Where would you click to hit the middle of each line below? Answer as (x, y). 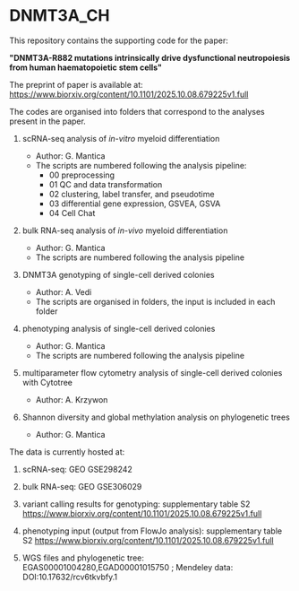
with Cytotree (47, 382)
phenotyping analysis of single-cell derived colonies (119, 328)
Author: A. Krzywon (72, 399)
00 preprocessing (81, 175)
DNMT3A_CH (60, 16)
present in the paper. (48, 121)
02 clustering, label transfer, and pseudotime (132, 194)
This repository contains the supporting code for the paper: (119, 40)
